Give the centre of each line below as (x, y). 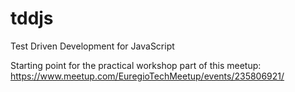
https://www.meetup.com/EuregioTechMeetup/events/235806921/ (147, 76)
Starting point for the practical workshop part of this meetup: (136, 65)
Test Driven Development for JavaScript (92, 46)
